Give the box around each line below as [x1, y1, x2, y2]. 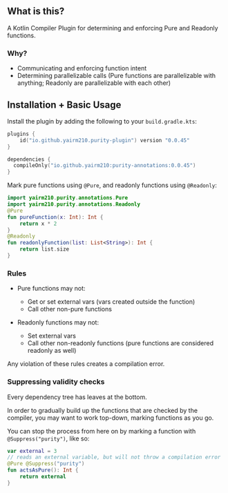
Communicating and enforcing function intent [17, 64, 147, 72]
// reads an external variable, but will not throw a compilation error [7, 454, 221, 461]
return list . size [19, 246, 70, 253]
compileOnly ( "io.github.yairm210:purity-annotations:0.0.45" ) [13, 162, 196, 169]
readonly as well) [27, 347, 77, 355]
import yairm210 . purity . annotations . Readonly [7, 201, 140, 208]
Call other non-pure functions [27, 305, 113, 313]
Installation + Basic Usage [7, 99, 122, 110]
